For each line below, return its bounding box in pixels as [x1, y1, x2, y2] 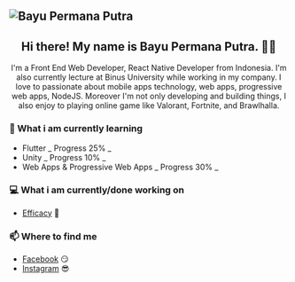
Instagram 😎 [21, 263, 70, 274]
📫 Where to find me [9, 230, 97, 242]
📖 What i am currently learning [9, 122, 144, 135]
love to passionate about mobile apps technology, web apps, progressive [15, 82, 283, 92]
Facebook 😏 [21, 254, 69, 264]
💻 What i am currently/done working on [9, 184, 184, 196]
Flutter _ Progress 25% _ [21, 143, 113, 153]
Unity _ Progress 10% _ [21, 152, 106, 162]
